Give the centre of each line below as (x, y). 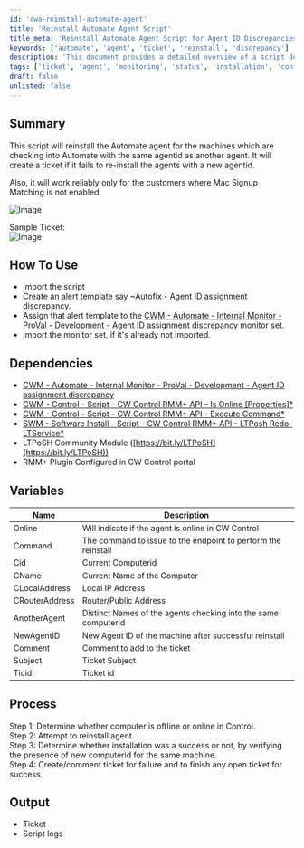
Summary (38, 124)
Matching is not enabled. (56, 192)
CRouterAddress (44, 600)
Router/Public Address (123, 600)
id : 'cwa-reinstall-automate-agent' (78, 19)
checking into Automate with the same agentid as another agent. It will (141, 155)
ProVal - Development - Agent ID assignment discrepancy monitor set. (153, 325)
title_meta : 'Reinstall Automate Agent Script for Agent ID (125, 38)
